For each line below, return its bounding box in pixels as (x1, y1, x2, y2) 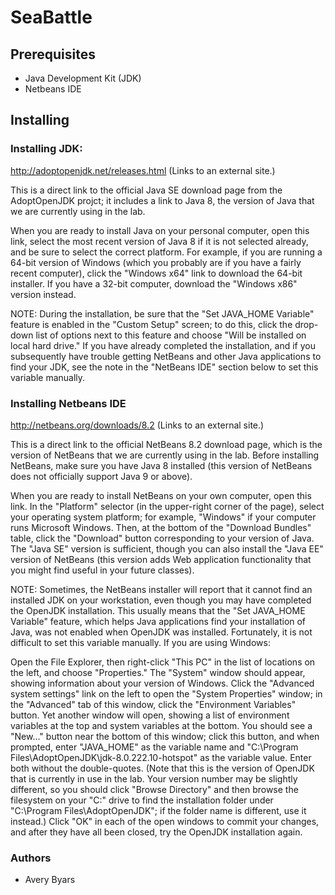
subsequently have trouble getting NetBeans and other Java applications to (10, 350, 322, 362)
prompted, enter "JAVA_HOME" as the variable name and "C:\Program (10, 741, 299, 753)
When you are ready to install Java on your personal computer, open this (10, 224, 310, 236)
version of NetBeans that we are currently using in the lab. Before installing (10, 449, 320, 461)
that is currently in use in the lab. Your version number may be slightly (10, 772, 298, 785)
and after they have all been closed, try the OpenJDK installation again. (10, 826, 303, 838)
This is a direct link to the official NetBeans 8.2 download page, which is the (10, 438, 323, 450)
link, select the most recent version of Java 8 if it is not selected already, (10, 235, 309, 247)
